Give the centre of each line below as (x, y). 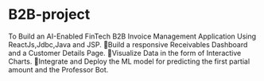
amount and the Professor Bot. (58, 69)
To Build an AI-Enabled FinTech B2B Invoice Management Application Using (132, 36)
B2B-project (49, 15)
